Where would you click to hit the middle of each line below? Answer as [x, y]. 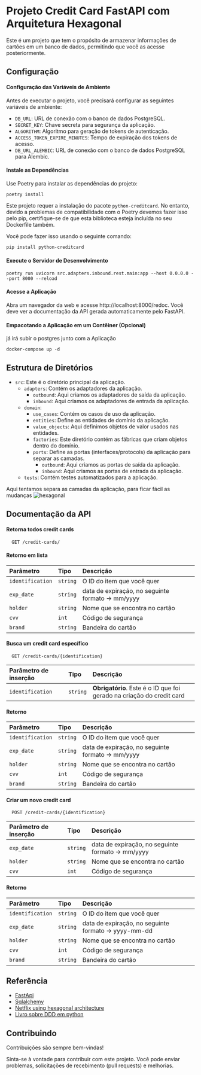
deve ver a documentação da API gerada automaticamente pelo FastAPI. [96, 312]
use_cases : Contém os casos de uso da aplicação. [94, 414]
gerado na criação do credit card [138, 696]
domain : [33, 407]
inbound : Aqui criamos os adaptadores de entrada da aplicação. [111, 401]
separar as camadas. [59, 458]
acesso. [25, 144]
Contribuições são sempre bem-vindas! [55, 1047]
